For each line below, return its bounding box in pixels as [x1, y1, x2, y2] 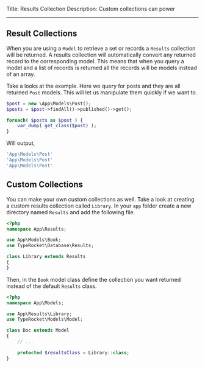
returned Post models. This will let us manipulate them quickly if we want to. [6, 88, 198, 96]
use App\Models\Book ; [6, 237, 62, 243]
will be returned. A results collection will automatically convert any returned [6, 51, 196, 58]
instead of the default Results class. [6, 282, 97, 290]
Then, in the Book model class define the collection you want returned [6, 276, 181, 283]
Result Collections [6, 29, 77, 39]
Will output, [6, 139, 35, 147]
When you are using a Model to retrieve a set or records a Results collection [6, 44, 196, 52]
